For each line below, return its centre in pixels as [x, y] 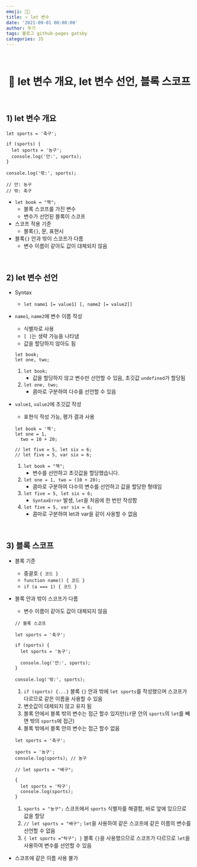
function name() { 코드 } [54, 581]
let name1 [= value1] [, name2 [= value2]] [78, 304]
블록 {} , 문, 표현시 [43, 231]
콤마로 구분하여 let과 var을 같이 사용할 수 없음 [85, 514]
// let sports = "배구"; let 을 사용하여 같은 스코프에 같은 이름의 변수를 [107, 823]
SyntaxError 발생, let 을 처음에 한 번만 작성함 [85, 500]
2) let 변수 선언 [32, 278]
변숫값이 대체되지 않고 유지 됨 [57, 706]
